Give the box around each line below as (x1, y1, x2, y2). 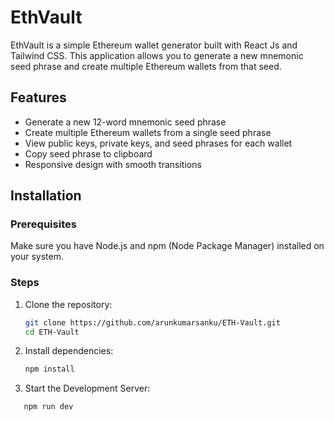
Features (10, 89, 67, 106)
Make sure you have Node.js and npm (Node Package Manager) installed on (10, 240, 325, 252)
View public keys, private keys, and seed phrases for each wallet (24, 137, 293, 149)
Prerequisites (10, 217, 77, 231)
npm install (24, 364, 75, 375)
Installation (10, 187, 82, 205)
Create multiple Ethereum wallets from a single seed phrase (24, 126, 272, 138)
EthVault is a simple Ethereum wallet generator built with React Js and (10, 39, 298, 51)
